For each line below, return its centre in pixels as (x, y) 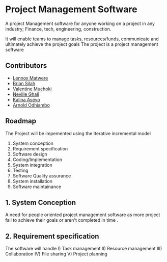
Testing (21, 170)
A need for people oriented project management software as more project (83, 215)
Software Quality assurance (42, 176)
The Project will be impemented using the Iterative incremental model (78, 133)
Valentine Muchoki (32, 89)
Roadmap (21, 121)
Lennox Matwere (30, 78)
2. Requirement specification (52, 236)
